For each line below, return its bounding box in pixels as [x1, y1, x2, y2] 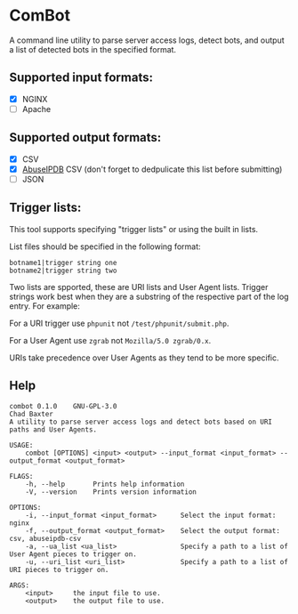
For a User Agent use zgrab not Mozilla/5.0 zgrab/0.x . [9, 335, 212, 345]
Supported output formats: [9, 130, 162, 145]
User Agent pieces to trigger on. [9, 549, 138, 559]
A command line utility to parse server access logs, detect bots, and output [9, 35, 285, 45]
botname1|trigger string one [9, 258, 117, 267]
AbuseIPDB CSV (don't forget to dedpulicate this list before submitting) [21, 164, 283, 174]
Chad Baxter [9, 409, 53, 418]
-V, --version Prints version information [25, 487, 197, 497]
